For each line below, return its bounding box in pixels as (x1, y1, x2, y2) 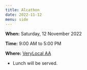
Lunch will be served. (12, 60, 58, 66)
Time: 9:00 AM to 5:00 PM (5, 41, 62, 47)
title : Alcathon (5, 7, 40, 13)
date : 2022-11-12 (5, 12, 42, 17)
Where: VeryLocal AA (5, 50, 51, 56)
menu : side (5, 17, 28, 22)
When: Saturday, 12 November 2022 (5, 31, 82, 37)
